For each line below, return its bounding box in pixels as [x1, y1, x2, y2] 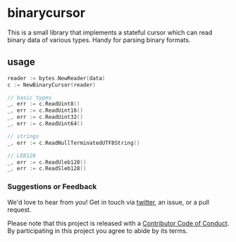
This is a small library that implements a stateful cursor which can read [7, 28, 213, 37]
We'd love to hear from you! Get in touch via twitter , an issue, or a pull [7, 198, 210, 206]
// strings [7, 132, 39, 140]
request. [7, 205, 32, 214]
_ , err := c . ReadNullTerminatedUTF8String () [7, 139, 140, 146]
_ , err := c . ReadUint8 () [7, 101, 80, 108]
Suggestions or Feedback [7, 181, 97, 191]
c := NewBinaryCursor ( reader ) [7, 81, 97, 89]
